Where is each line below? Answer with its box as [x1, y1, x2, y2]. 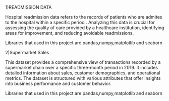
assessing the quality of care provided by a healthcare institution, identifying [5, 25, 164, 31]
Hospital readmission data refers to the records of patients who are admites [5, 14, 162, 20]
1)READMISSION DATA [5, 5, 52, 10]
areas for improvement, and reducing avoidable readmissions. [5, 30, 134, 36]
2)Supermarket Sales [5, 50, 49, 55]
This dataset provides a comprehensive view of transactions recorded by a [5, 59, 161, 65]
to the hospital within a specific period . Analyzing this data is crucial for [5, 20, 155, 25]
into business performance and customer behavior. [5, 80, 112, 86]
